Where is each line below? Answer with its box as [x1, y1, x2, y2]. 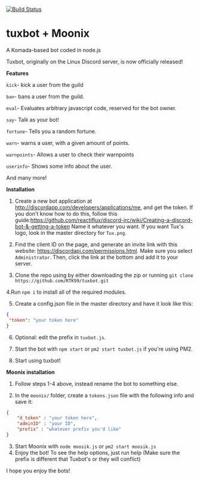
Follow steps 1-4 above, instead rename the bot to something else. [14, 380, 179, 387]
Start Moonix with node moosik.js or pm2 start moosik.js [14, 442, 156, 449]
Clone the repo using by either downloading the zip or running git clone [14, 271, 193, 279]
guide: [14, 216, 31, 224]
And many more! [6, 174, 47, 181]
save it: [14, 398, 33, 405]
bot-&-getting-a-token [14, 222, 70, 230]
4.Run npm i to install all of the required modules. [6, 288, 127, 295]
